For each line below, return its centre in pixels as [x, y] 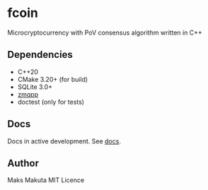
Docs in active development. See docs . [64, 141]
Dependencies [40, 55]
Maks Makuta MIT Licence [46, 180]
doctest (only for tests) [51, 102]
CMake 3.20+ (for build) [53, 79]
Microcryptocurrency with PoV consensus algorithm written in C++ [105, 32]
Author [23, 163]
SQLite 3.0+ [35, 87]
